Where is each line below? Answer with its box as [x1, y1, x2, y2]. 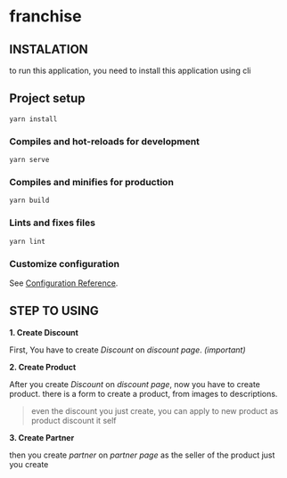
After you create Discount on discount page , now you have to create [9, 378, 261, 389]
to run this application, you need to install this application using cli [9, 65, 251, 76]
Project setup [9, 91, 86, 106]
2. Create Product [9, 361, 77, 372]
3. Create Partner [9, 432, 75, 442]
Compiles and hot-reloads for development [9, 135, 201, 148]
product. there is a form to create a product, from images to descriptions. [9, 388, 278, 399]
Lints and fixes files [9, 216, 96, 229]
